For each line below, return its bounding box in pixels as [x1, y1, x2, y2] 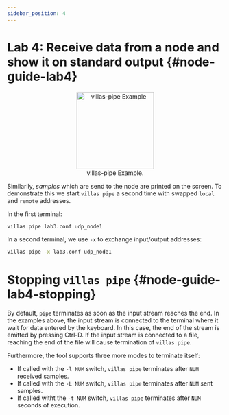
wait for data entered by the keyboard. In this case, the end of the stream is [7, 324, 220, 332]
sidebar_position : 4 [7, 10, 67, 17]
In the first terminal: [7, 210, 62, 218]
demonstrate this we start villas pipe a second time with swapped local [7, 189, 215, 198]
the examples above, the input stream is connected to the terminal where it [7, 316, 219, 324]
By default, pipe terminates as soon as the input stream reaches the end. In [7, 309, 219, 318]
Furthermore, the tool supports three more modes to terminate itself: [7, 351, 200, 360]
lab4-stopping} [7, 286, 97, 302]
